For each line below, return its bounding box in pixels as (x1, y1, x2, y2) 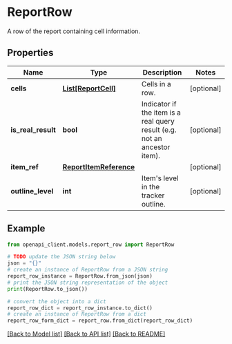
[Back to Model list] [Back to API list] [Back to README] (7, 329, 166, 338)
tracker (141, 191, 165, 200)
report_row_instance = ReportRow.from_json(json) (7, 273, 153, 280)
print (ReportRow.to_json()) (7, 285, 88, 292)
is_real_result (10, 125, 57, 135)
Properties (7, 47, 54, 59)
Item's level (141, 173, 179, 183)
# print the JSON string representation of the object (7, 279, 168, 286)
